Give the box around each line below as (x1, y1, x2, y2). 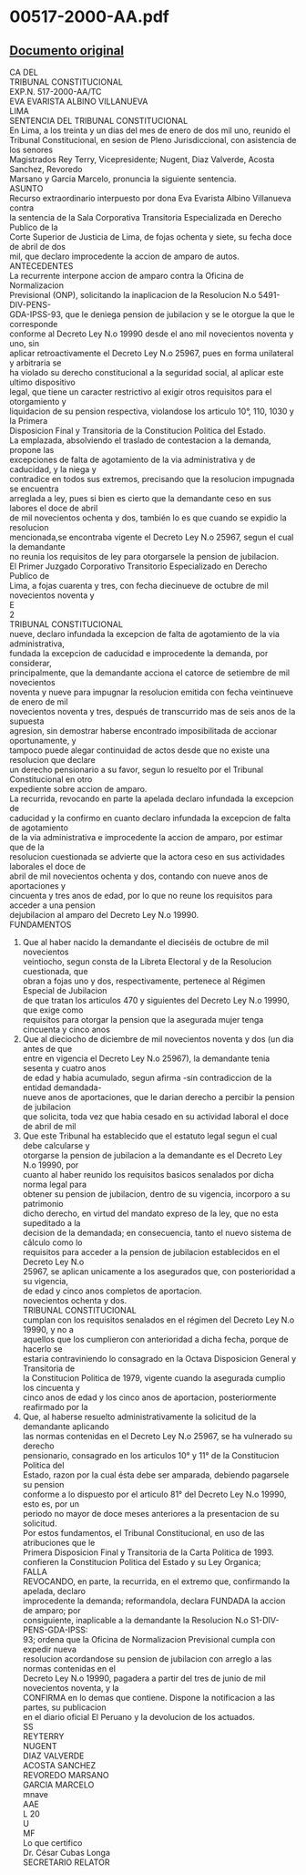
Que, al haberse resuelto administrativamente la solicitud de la (22, 1411, 257, 1422)
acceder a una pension (9, 900, 96, 911)
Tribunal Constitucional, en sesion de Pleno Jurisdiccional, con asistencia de (9, 135, 297, 145)
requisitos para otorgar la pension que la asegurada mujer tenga (22, 1015, 264, 1025)
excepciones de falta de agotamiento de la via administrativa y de (9, 454, 256, 465)
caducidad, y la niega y (9, 464, 97, 475)
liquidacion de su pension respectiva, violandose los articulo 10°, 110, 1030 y (9, 406, 294, 417)
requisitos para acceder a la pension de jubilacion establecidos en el (22, 1247, 280, 1257)
